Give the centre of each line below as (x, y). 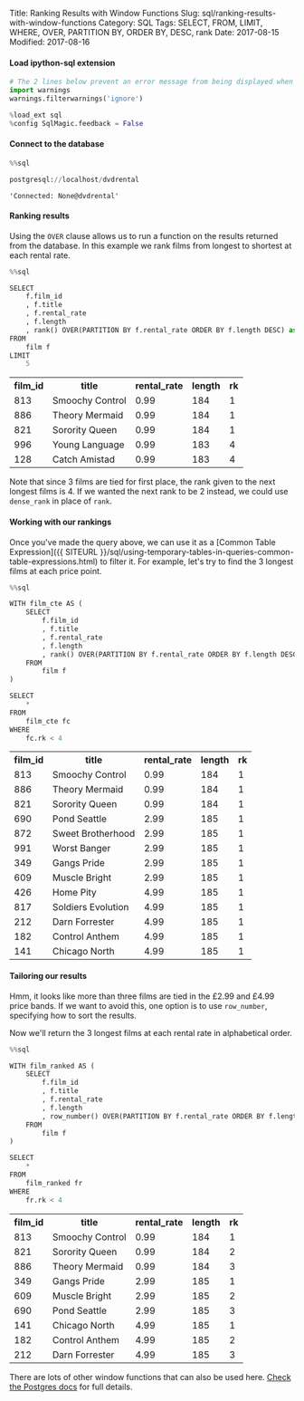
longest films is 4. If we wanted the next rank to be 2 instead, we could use (149, 492)
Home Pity (75, 893)
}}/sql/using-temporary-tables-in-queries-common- (197, 552)
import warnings (40, 91)
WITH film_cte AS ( (46, 604)
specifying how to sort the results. (73, 1015)
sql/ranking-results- (239, 13)
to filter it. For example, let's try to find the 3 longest (197, 561)
